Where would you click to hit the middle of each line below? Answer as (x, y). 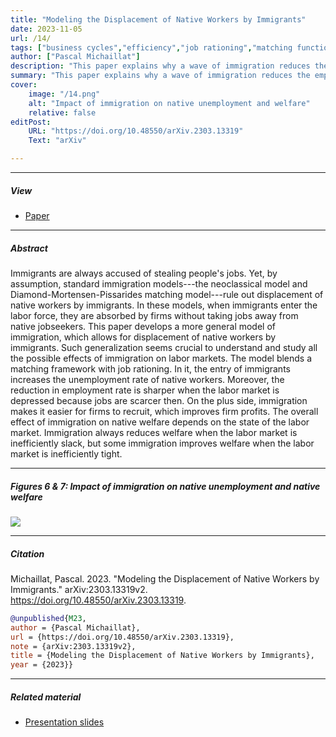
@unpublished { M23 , (48, 618)
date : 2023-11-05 (46, 29)
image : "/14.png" (64, 94)
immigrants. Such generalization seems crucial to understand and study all (164, 347)
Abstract (29, 248)
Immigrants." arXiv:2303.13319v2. (79, 589)
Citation (27, 553)
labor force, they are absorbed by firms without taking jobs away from (154, 315)
